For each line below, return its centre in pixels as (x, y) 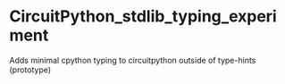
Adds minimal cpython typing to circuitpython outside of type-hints (133, 60)
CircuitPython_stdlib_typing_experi (143, 17)
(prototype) (30, 70)
